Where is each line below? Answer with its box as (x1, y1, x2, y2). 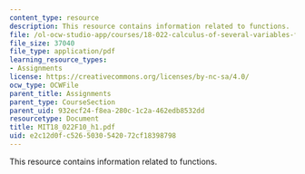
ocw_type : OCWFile (9, 81, 79, 90)
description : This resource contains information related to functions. (9, 22, 290, 31)
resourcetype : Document (9, 114, 100, 123)
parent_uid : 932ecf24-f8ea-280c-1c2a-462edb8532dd (9, 106, 205, 115)
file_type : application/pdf (9, 47, 116, 56)
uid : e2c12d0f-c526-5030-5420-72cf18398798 (9, 131, 177, 140)
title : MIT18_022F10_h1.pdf (9, 123, 116, 132)
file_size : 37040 (9, 38, 75, 48)
